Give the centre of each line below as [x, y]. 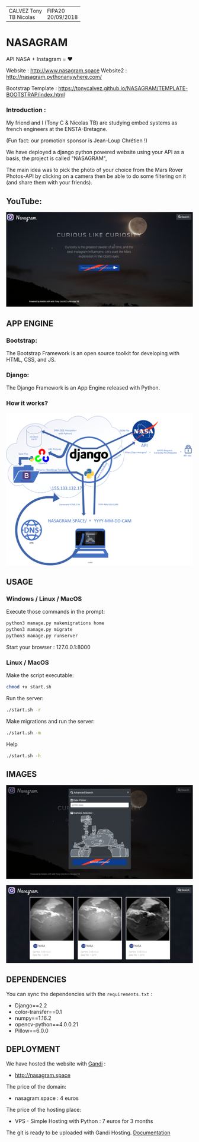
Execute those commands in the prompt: [56, 612]
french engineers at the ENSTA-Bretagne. [57, 129]
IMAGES [22, 774]
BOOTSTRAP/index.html [36, 95]
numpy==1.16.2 [33, 1018]
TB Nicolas [22, 17]
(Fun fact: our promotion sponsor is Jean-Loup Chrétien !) [77, 141]
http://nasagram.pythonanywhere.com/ [54, 77]
